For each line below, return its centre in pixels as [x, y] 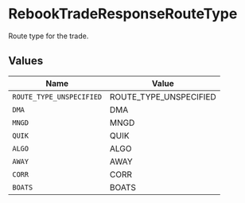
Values [26, 61]
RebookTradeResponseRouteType [123, 14]
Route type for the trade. [49, 36]
